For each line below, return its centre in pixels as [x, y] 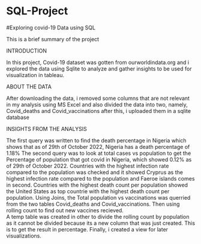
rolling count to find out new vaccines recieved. [65, 210]
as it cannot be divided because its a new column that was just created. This [101, 223]
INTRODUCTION [26, 51]
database [18, 117]
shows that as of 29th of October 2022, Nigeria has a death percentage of [98, 147]
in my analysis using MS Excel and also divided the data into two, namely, [97, 104]
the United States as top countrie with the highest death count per [88, 191]
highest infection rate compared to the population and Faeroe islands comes [100, 178]
